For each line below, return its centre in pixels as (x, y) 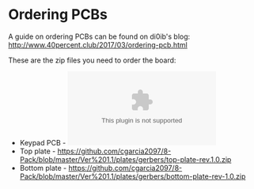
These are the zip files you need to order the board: (92, 60)
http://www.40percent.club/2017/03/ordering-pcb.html (98, 44)
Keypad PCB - (43, 142)
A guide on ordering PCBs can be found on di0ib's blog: (99, 36)
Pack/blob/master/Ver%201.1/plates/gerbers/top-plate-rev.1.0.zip (125, 159)
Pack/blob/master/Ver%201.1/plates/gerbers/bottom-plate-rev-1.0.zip (133, 176)
